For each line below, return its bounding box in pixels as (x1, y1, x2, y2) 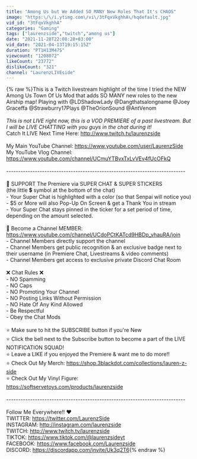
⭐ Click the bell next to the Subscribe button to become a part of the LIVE (6, 335, 186, 343)
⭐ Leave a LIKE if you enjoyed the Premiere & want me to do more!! (6, 351, 170, 358)
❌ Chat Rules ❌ (6, 269, 44, 276)
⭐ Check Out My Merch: (6, 360, 65, 367)
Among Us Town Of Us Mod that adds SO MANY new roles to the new (6, 92, 177, 99)
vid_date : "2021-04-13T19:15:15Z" (6, 42, 92, 48)
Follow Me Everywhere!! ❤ (6, 409, 72, 416)
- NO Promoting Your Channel (6, 289, 80, 296)
